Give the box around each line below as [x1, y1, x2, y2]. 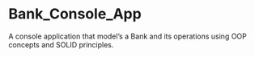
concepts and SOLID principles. [8, 39, 114, 49]
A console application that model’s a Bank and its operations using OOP [8, 31, 247, 41]
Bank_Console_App [8, 5, 142, 23]
